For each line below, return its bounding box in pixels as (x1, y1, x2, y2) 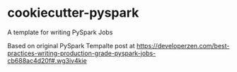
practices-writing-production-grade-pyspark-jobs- (7, 49, 156, 57)
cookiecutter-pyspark (7, 5, 139, 21)
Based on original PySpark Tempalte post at (7, 41, 136, 50)
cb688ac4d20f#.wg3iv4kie (7, 56, 87, 64)
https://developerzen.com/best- (137, 41, 230, 50)
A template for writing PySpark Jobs (7, 28, 113, 36)
